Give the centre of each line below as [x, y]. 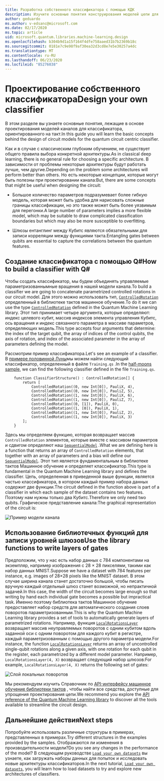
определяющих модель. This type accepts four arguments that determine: [80, 328]
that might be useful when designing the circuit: [53, 186]
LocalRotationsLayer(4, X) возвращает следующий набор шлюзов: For [78, 659]
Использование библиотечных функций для [77, 533]
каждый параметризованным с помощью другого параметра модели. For [82, 638]
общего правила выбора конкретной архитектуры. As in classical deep [78, 154]
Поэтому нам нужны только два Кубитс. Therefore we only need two [76, 497]
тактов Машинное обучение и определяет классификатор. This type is [78, 466]
